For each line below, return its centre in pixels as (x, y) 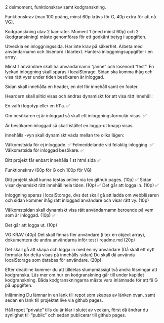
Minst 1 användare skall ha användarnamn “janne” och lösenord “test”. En (80, 67)
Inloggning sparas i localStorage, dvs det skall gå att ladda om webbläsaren (82, 195)
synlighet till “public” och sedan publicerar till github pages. (66, 315)
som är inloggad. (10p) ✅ (30, 215)
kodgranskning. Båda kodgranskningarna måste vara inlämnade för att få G (82, 280)
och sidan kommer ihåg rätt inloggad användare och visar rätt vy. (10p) (77, 200)
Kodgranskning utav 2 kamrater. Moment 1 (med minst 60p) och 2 (72, 31)
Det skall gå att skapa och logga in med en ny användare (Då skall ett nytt (80, 250)
